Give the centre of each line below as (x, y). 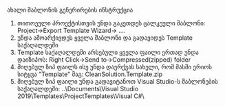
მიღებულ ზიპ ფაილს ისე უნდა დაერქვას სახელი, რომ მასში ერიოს (114, 67)
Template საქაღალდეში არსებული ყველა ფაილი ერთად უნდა (108, 52)
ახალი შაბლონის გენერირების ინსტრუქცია (70, 10)
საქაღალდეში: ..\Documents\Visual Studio (78, 89)
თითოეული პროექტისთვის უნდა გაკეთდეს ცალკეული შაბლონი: (111, 23)
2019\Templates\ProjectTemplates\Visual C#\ (81, 96)
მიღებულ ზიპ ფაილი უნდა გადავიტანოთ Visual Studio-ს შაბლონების (117, 81)
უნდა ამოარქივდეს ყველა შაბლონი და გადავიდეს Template (105, 38)
